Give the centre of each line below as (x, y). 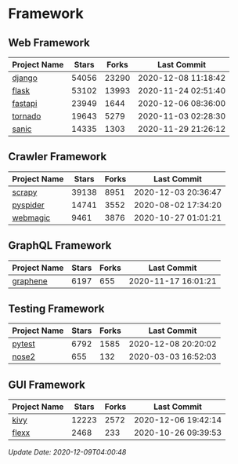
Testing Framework (56, 309)
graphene (30, 281)
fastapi (25, 103)
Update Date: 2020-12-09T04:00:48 (67, 452)
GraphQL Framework (60, 245)
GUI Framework (47, 384)
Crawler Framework (58, 157)
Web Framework (49, 43)
